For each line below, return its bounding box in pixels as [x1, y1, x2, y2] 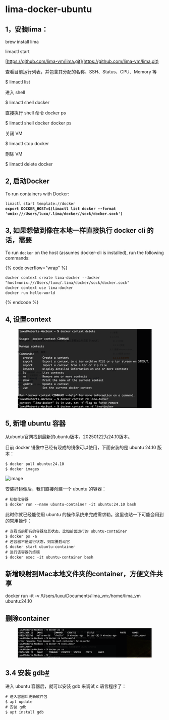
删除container [5, 614, 50, 623]
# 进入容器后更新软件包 [5, 694, 48, 699]
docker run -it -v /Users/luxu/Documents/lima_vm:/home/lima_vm [5, 593, 141, 599]
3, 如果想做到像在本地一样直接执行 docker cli [5, 226, 146, 235]
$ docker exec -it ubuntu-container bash [5, 555, 94, 560]
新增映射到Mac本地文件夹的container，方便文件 [5, 569, 156, 578]
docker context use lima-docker [5, 285, 73, 290]
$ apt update [5, 699, 33, 704]
